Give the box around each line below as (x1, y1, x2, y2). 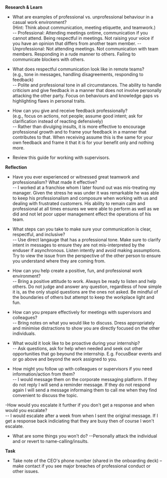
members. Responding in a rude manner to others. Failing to (12, 51, 136, 57)
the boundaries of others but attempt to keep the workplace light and (12, 294, 155, 300)
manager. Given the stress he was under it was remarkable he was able (12, 190, 160, 195)
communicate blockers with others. (12, 56, 85, 62)
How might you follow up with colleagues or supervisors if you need (12, 366, 153, 371)
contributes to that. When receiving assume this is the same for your (12, 134, 153, 140)
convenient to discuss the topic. (12, 392, 78, 398)
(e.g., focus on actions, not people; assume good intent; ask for (12, 113, 143, 119)
